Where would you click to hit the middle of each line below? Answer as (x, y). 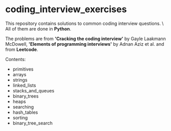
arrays (19, 74)
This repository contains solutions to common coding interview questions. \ (84, 23)
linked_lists (24, 85)
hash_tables (25, 112)
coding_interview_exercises (66, 9)
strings (20, 80)
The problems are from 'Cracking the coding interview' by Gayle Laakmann (86, 39)
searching (23, 107)
